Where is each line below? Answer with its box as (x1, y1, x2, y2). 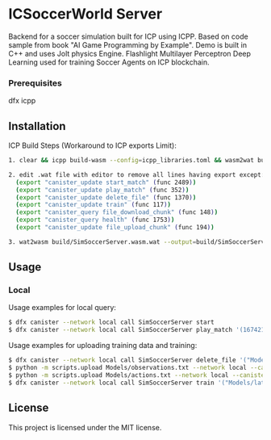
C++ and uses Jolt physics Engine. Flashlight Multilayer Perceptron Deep (8, 48, 252, 58)
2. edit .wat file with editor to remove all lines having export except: (8, 170, 265, 178)
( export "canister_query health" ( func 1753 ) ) (15, 216, 175, 224)
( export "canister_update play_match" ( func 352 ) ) (15, 186, 190, 194)
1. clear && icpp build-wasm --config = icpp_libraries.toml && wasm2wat (8, 157, 254, 165)
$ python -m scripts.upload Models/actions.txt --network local (8, 371, 229, 379)
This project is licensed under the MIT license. (8, 422, 162, 432)
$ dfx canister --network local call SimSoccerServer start (8, 318, 215, 327)
